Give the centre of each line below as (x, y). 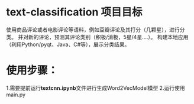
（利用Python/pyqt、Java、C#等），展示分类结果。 (68, 44)
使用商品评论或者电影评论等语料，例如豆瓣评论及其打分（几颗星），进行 (93, 30)
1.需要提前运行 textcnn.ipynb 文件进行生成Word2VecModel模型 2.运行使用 (96, 88)
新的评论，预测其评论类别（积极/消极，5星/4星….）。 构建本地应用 (108, 37)
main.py (16, 95)
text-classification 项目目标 (74, 12)
